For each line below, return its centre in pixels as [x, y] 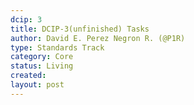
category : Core [42, 57]
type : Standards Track [57, 47]
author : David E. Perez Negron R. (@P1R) [98, 38]
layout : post [37, 85]
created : [28, 76]
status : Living [42, 66]
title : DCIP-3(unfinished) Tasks [80, 29]
